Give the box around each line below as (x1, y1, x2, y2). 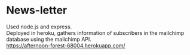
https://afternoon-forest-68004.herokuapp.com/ (6, 42, 125, 49)
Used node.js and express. (6, 23, 72, 30)
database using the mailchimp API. (6, 35, 91, 43)
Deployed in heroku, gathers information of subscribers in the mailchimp (6, 29, 185, 36)
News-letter (6, 4, 68, 17)
